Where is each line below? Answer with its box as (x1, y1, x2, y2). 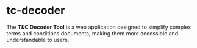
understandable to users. (6, 36, 70, 43)
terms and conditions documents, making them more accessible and (6, 29, 179, 37)
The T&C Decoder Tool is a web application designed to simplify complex (6, 23, 192, 31)
